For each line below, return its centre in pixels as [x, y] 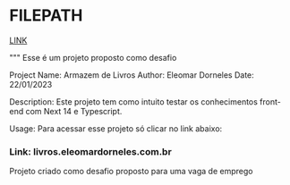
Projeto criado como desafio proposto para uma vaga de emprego [131, 172]
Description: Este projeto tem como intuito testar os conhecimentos [133, 101]
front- [270, 101]
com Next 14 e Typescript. [74, 111]
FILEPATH [46, 16]
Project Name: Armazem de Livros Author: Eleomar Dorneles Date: [132, 75]
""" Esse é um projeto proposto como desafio [93, 57]
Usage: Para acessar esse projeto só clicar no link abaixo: [116, 128]
